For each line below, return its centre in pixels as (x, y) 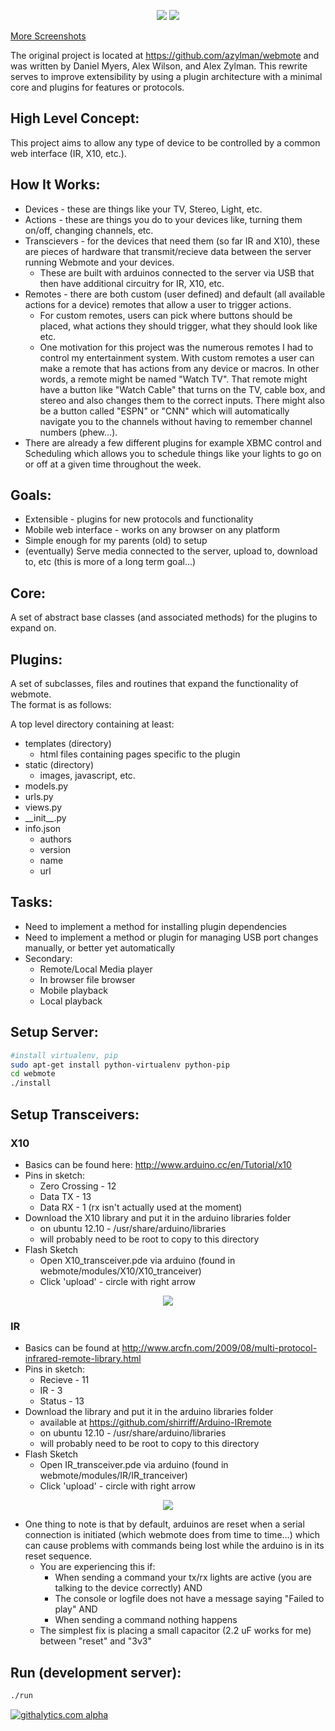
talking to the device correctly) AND (128, 1588)
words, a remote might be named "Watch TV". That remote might (173, 379)
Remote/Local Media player (96, 969)
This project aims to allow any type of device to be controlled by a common (165, 142)
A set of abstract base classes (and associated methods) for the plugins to (164, 617)
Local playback (71, 1001)
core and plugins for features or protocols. (97, 87)
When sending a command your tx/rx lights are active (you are (183, 1577)
